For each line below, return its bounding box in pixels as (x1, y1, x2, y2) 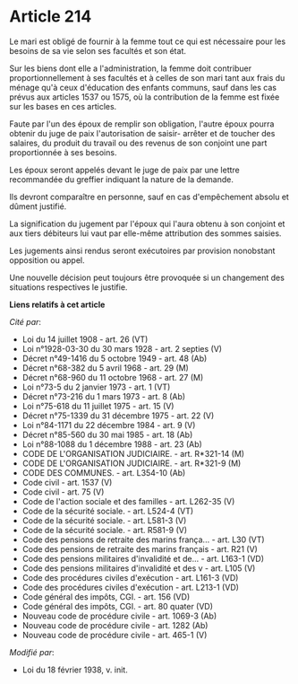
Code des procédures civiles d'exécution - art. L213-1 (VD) (21, 582, 240, 592)
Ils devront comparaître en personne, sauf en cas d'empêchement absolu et (9, 191, 289, 202)
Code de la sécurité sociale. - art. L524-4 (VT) (21, 505, 194, 516)
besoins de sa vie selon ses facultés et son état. (9, 45, 186, 56)
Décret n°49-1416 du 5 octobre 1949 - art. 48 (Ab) (21, 353, 208, 364)
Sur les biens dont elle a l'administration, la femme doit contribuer (9, 63, 252, 74)
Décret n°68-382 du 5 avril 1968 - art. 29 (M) (21, 362, 190, 373)
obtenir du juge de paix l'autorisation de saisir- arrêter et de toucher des (9, 127, 276, 138)
